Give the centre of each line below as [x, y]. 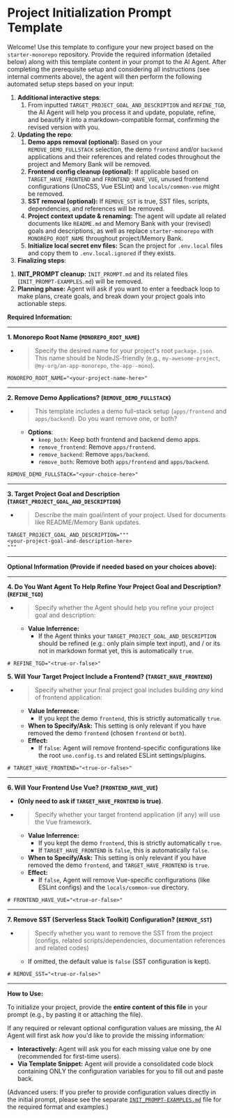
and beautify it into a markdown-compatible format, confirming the [124, 119]
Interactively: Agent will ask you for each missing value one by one [114, 1049]
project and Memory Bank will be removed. [89, 164]
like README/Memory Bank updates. [88, 522]
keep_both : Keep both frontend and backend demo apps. [119, 439]
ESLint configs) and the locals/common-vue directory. [114, 887]
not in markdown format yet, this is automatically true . [116, 650]
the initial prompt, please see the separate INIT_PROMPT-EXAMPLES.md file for [114, 1099]
